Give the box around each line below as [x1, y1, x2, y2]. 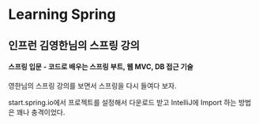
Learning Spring [8, 5, 116, 24]
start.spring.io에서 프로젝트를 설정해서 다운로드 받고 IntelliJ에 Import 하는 [8, 97, 237, 107]
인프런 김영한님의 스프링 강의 [8, 38, 141, 52]
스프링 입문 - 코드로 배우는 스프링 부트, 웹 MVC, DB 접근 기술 [8, 62, 193, 71]
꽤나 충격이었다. [16, 108, 66, 117]
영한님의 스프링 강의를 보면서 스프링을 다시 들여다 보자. [8, 81, 177, 90]
